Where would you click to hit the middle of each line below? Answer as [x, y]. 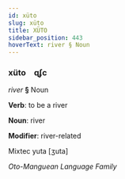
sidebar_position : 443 [45, 38]
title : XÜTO [28, 30]
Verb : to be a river [38, 105]
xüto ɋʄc [28, 73]
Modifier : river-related [45, 136]
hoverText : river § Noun [49, 45]
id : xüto [23, 15]
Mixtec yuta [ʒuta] [38, 151]
